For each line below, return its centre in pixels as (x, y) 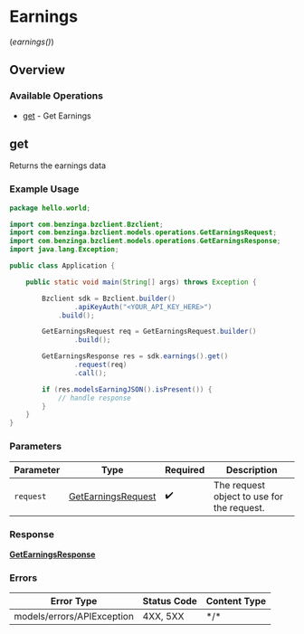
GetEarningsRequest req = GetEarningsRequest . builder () (149, 332)
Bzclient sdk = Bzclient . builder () (109, 298)
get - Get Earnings (57, 116)
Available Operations (57, 96)
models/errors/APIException (74, 617)
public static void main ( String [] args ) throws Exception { (141, 282)
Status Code (170, 601)
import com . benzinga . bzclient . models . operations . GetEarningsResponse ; (145, 241)
